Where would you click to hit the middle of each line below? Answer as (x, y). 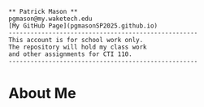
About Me (42, 94)
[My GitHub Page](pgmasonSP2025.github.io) (83, 26)
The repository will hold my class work (78, 47)
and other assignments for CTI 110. (70, 54)
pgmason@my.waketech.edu (50, 19)
